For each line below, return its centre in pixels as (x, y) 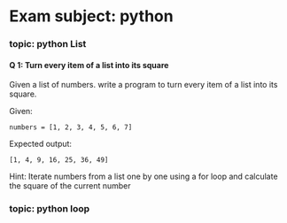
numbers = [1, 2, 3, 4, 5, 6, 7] (71, 127)
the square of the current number (70, 186)
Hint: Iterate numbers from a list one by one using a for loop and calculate (143, 177)
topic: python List (48, 44)
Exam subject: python (92, 16)
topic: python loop (50, 209)
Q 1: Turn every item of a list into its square (89, 65)
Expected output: (41, 144)
